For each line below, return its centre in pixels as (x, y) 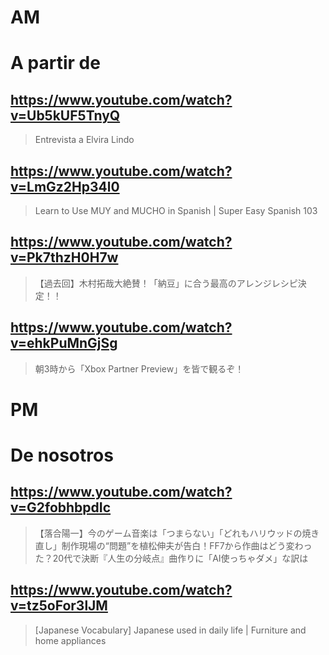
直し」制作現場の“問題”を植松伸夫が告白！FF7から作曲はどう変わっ (173, 545)
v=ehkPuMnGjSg (64, 343)
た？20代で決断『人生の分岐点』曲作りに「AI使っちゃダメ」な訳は (171, 558)
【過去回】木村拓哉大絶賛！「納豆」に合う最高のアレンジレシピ (166, 283)
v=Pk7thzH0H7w (64, 257)
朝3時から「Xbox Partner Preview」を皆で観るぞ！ (139, 368)
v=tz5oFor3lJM (59, 606)
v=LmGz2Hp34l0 (65, 186)
